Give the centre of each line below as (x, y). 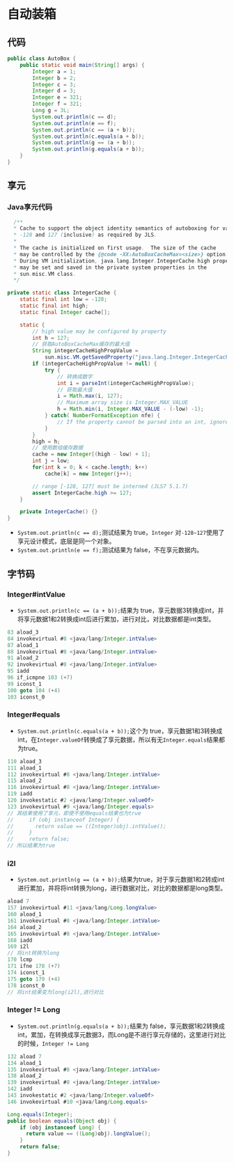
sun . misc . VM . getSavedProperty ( (90, 357)
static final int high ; (54, 306)
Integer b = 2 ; (54, 78)
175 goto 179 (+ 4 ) (34, 979)
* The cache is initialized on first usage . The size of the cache (115, 248)
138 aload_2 (24, 1076)
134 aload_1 (24, 1063)
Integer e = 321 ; (57, 97)
